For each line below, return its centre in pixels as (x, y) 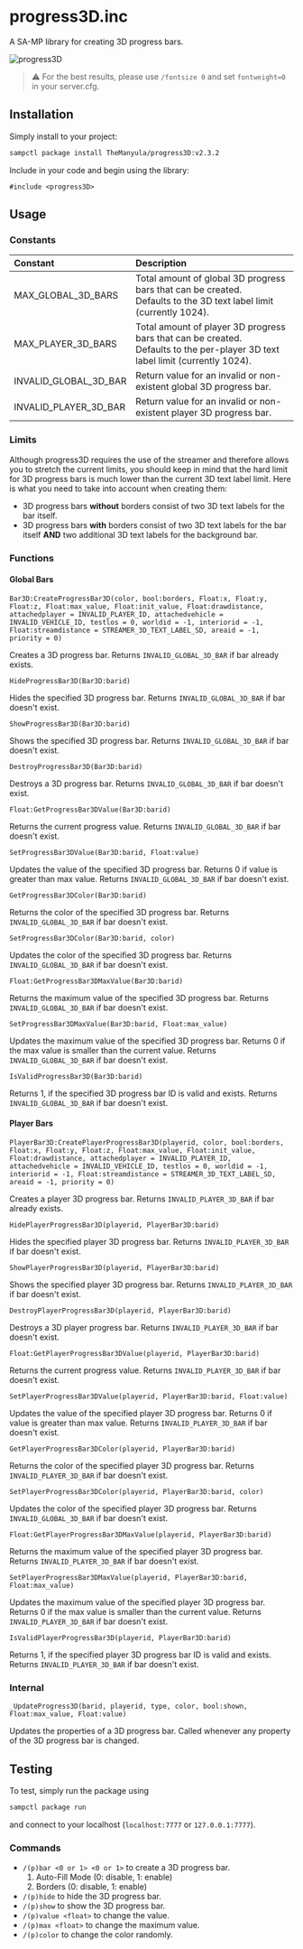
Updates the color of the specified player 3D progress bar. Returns (133, 1508)
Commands (35, 1848)
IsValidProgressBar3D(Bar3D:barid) (76, 1076)
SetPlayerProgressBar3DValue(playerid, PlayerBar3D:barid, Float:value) (149, 1397)
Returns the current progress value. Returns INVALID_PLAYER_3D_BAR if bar (145, 1370)
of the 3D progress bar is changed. (74, 1740)
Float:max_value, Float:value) (68, 1714)
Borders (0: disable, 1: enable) (91, 1887)
